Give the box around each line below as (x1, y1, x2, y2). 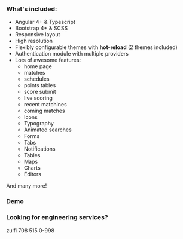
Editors (23, 171, 42, 178)
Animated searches (23, 126, 72, 133)
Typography (23, 120, 54, 127)
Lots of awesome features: (14, 56, 81, 64)
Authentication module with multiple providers (14, 50, 129, 57)
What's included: (6, 5, 57, 13)
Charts (23, 164, 41, 171)
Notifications (23, 145, 56, 152)
